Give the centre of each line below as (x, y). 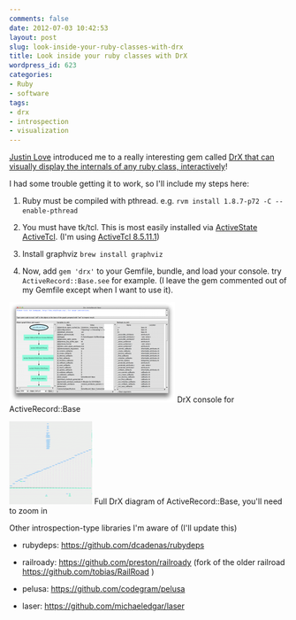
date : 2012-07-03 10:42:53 (59, 28)
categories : (31, 75)
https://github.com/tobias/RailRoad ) (88, 572)
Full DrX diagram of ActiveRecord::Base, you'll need (188, 501)
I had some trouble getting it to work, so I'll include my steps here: (129, 184)
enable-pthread (50, 211)
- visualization (39, 131)
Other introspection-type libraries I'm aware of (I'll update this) (123, 528)
